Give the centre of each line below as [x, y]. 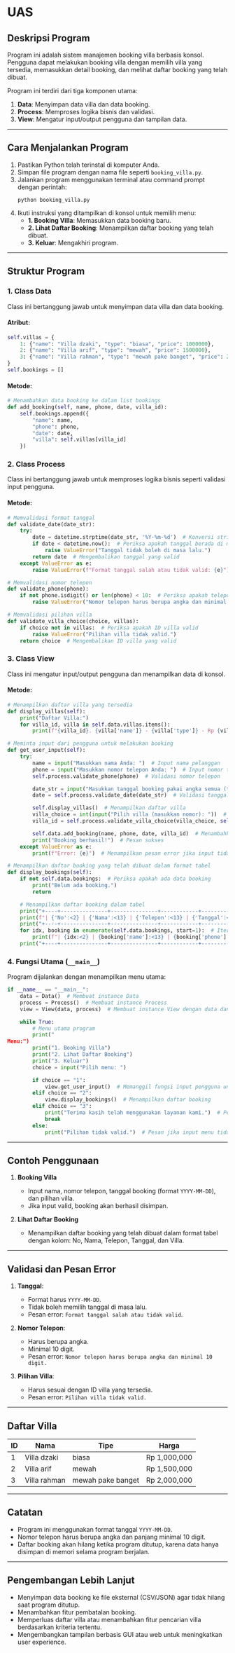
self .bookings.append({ [55, 413]
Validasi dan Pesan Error [62, 1269]
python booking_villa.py [54, 200]
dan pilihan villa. [51, 1198]
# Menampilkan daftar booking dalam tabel [83, 905]
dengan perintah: [42, 187]
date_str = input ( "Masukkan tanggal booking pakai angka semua [126, 789]
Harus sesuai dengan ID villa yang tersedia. [90, 1390]
